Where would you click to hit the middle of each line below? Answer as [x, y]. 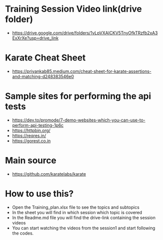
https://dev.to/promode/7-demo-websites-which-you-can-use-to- [79, 120]
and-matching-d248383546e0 [43, 76]
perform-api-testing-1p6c [38, 125]
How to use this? [39, 193]
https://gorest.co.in [31, 140]
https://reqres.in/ [29, 136]
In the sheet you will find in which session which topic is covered [77, 212]
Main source [31, 160]
